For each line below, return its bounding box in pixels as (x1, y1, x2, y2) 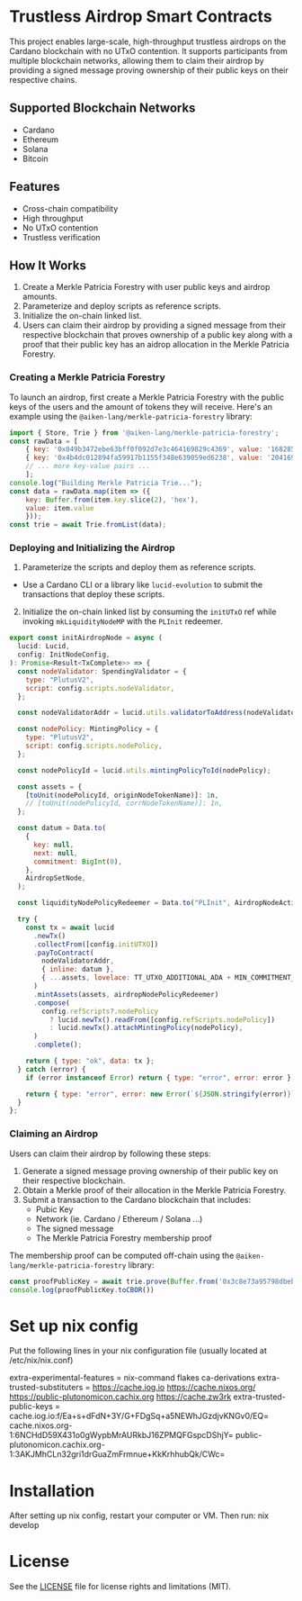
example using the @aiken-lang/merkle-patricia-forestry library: (9, 411, 253, 421)
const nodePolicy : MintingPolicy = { (17, 725, 159, 734)
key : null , (32, 840, 75, 849)
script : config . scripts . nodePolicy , (25, 741, 164, 751)
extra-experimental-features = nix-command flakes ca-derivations (9, 1372, 256, 1383)
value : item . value (25, 503, 94, 512)
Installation (9, 1480, 95, 1501)
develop (9, 1520, 40, 1531)
